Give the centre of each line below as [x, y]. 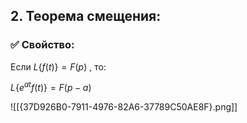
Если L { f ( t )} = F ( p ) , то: [58, 66]
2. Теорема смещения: [86, 16]
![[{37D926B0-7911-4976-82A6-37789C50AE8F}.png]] [124, 107]
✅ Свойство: [42, 45]
